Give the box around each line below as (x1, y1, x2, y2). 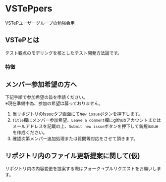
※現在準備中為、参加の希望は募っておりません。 (5, 100, 103, 106)
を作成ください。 (12, 130, 48, 136)
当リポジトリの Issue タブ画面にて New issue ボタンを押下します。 (12, 111, 143, 117)
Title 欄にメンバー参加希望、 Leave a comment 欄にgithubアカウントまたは (12, 117, 161, 123)
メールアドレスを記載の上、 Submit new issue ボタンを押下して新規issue (12, 123, 159, 129)
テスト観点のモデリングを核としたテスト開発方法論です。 (5, 50, 122, 56)
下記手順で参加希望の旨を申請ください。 (5, 94, 88, 100)
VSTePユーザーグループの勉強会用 (5, 20, 75, 26)
